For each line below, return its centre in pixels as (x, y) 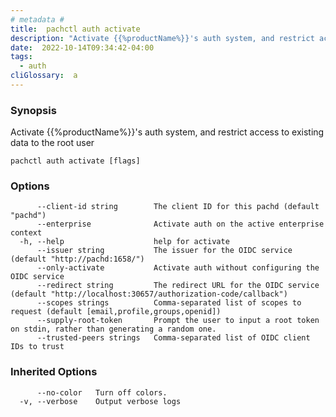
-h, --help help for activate (124, 242)
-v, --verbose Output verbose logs (100, 401)
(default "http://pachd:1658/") (77, 259)
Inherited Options (54, 372)
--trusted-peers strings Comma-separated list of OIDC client (173, 338)
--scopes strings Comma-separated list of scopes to (169, 303)
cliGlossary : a (44, 76)
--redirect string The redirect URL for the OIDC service (178, 286)
